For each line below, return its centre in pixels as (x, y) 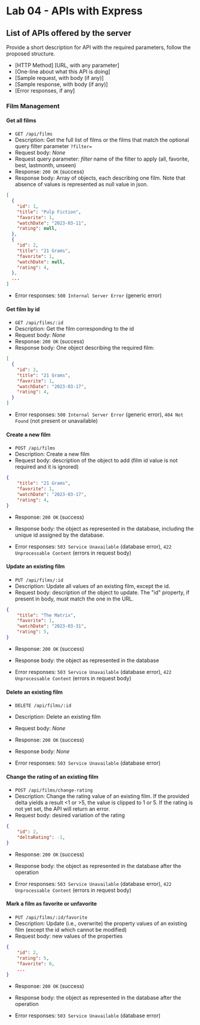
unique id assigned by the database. (59, 535)
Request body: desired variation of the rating (70, 815)
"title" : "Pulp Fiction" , (49, 212)
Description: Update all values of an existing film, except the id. (92, 586)
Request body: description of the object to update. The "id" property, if (102, 592)
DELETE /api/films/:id (43, 706)
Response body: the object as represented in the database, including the (104, 528)
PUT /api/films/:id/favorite (51, 918)
